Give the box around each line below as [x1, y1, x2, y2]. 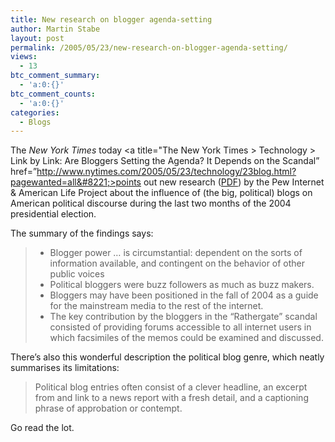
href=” [10, 166, 38, 178]
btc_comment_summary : [10, 71, 101, 81]
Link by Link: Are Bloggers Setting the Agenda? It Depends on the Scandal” [10, 155, 320, 167]
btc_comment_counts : [10, 89, 97, 99]
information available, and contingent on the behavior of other [49, 257, 306, 270]
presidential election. [10, 208, 97, 220]
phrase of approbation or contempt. [34, 402, 183, 415]
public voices [49, 268, 105, 280]
